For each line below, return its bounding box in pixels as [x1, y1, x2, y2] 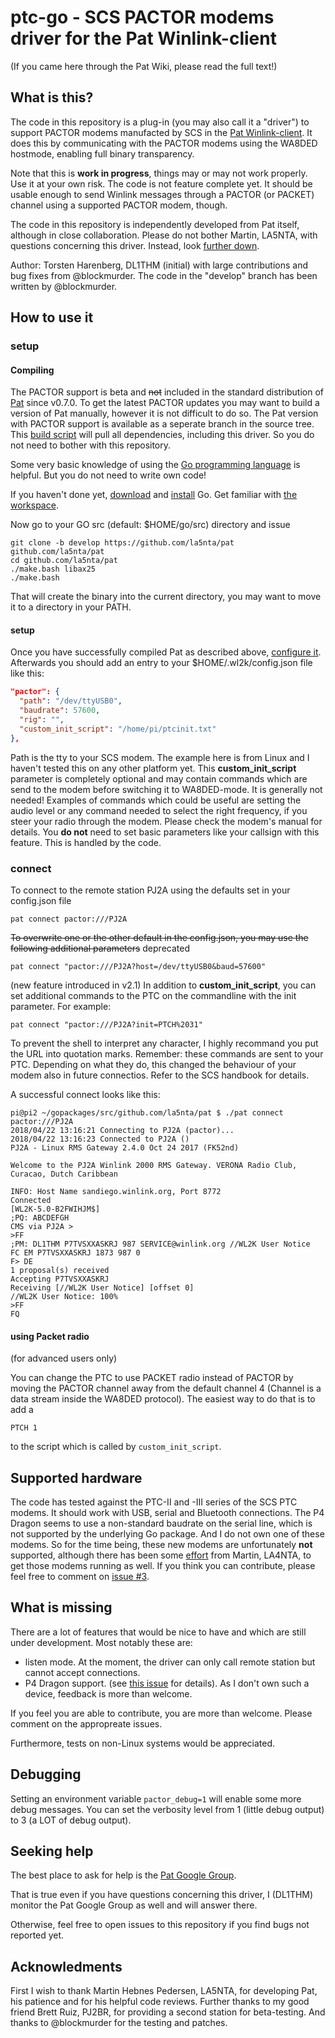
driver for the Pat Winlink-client [10, 27, 277, 50]
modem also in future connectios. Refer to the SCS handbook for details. [10, 1069, 310, 1081]
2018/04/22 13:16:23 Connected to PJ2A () [10, 1134, 190, 1145]
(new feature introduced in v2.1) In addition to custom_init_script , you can [10, 979, 317, 991]
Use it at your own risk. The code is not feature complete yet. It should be [10, 177, 313, 190]
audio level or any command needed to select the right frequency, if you [10, 804, 308, 816]
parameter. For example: [10, 1001, 112, 1013]
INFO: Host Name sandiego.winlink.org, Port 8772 [10, 1187, 222, 1197]
